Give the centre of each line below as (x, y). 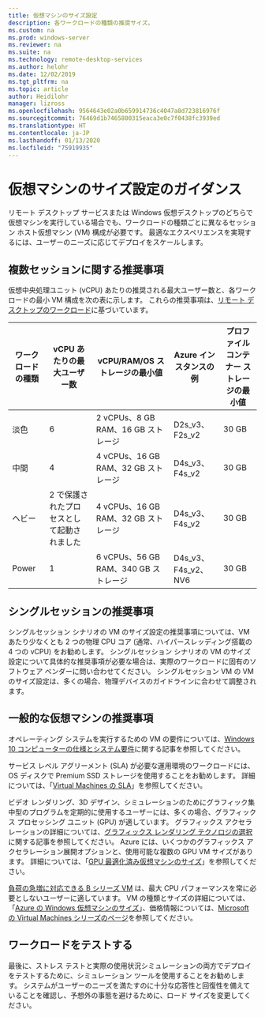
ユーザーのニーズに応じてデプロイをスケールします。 (121, 243)
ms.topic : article (38, 89)
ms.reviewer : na (35, 45)
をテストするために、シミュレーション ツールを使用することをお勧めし (123, 975)
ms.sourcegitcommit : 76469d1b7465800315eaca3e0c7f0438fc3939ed (114, 119)
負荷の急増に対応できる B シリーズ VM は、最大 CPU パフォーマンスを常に (129, 888)
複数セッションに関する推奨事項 (86, 269)
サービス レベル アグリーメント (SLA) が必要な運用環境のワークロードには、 (131, 765)
